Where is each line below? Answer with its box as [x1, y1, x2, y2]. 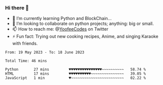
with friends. [12, 41, 38, 46]
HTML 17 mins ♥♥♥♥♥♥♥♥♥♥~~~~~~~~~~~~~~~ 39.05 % [5, 71, 146, 76]
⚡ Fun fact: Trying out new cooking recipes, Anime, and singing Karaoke [12, 34, 159, 40]
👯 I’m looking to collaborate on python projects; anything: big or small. [12, 21, 154, 26]
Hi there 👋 [5, 4, 29, 11]
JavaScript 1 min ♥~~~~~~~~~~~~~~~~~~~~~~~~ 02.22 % [5, 76, 146, 81]
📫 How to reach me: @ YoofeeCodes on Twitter [12, 26, 109, 32]
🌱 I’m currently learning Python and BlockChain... [12, 16, 112, 21]
